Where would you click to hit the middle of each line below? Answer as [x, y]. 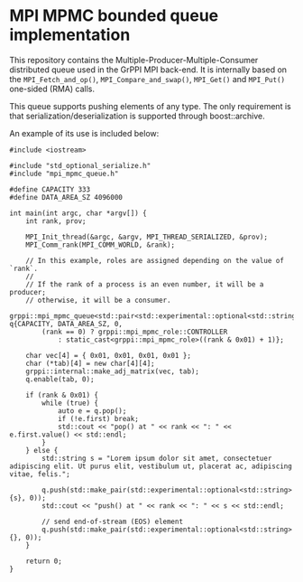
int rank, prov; [56, 221]
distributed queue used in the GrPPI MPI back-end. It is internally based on [148, 70]
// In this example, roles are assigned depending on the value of [155, 260]
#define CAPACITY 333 [50, 189]
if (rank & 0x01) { [62, 395]
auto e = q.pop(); [92, 411]
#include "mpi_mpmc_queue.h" [64, 174]
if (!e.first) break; [98, 418]
